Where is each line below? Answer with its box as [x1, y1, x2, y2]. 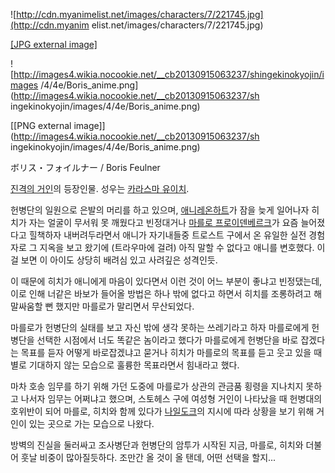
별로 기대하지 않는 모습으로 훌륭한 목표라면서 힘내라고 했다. [10, 359, 240, 371]
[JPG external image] [10, 39, 98, 50]
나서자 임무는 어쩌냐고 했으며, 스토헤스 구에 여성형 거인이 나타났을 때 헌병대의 [20, 393, 323, 404]
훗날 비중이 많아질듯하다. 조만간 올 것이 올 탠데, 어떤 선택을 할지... [20, 452, 277, 463]
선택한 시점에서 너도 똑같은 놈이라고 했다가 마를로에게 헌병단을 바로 [36, 334, 299, 346]
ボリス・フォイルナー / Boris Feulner [10, 162, 161, 173]
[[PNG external [10, 120, 72, 131]
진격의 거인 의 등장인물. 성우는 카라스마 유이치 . [10, 183, 190, 194]
